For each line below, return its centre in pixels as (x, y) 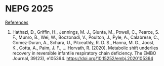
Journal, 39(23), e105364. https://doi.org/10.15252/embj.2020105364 (83, 58)
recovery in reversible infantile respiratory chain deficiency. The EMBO (84, 53)
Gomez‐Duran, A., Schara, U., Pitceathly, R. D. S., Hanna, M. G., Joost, (83, 42)
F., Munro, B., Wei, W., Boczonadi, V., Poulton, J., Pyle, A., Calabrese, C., (86, 37)
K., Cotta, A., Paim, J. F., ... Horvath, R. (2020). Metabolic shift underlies (85, 48)
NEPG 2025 (29, 9)
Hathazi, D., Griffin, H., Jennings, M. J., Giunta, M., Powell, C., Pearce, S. (86, 32)
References (17, 22)
